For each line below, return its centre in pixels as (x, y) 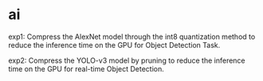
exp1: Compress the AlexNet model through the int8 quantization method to (132, 37)
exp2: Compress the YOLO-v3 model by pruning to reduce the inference (127, 60)
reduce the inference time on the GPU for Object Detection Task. (114, 44)
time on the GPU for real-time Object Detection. (86, 68)
